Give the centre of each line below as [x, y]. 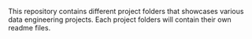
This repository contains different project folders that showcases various [126, 11]
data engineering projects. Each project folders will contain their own [120, 19]
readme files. [30, 28]
